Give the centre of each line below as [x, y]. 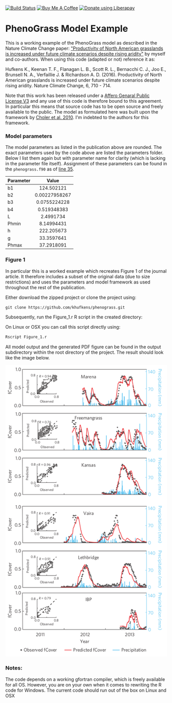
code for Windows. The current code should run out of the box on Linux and [86, 690]
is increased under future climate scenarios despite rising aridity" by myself [85, 53]
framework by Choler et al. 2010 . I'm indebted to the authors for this [77, 117]
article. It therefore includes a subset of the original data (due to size [78, 276]
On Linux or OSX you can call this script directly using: [63, 327]
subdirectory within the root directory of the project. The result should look [84, 352]
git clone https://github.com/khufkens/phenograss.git [65, 307]
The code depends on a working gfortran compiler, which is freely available [85, 679]
